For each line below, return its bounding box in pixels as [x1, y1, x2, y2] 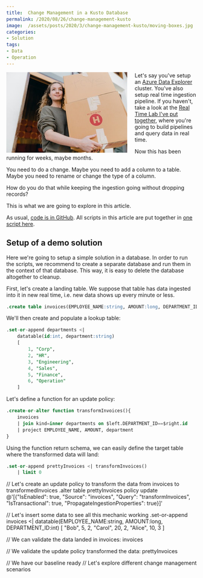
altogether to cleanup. [6, 273, 62, 281]
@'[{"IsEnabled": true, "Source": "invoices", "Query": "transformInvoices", [6, 493, 190, 501]
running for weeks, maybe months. [6, 154, 93, 161]
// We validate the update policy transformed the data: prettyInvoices [6, 548, 178, 555]
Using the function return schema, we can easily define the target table [6, 444, 184, 452]
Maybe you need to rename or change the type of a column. [6, 172, 156, 180]
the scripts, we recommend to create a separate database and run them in [6, 260, 192, 267]
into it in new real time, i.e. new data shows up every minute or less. [6, 291, 175, 299]
